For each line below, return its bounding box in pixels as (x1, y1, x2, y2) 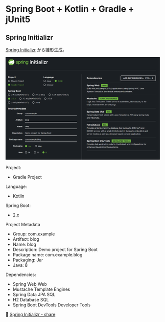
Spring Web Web (12, 281, 47, 287)
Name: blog (12, 241, 36, 248)
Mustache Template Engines (12, 286, 71, 292)
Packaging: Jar (12, 257, 44, 263)
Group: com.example (12, 231, 55, 237)
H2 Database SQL (12, 297, 49, 303)
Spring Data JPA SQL (12, 292, 56, 298)
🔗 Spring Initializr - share (5, 312, 56, 318)
